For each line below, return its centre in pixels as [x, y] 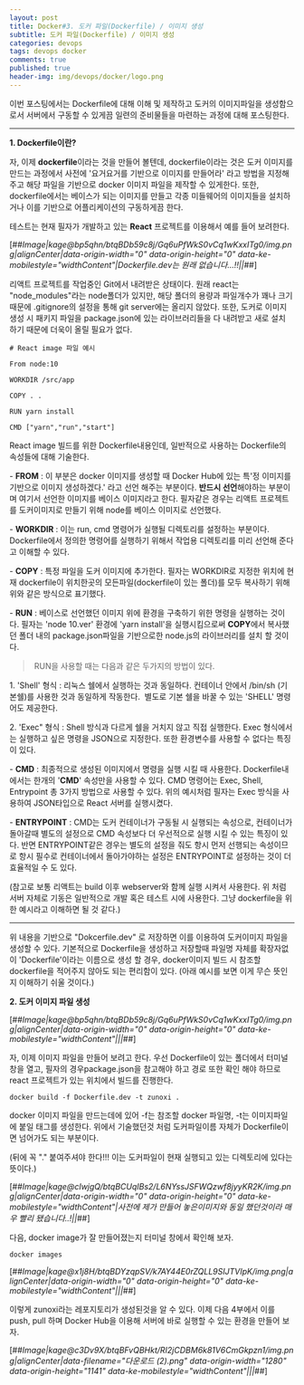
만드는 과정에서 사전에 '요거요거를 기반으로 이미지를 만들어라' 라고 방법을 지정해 [149, 173]
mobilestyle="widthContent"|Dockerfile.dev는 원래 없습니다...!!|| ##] [133, 264]
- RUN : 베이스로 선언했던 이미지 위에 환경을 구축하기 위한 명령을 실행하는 [139, 613]
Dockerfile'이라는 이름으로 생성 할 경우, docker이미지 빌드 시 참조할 [141, 960]
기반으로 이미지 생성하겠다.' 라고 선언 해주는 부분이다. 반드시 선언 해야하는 [138, 487]
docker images [36, 1255]
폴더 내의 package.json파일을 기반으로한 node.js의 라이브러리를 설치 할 [146, 635]
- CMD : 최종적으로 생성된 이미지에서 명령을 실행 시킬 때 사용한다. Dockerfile [146, 769]
